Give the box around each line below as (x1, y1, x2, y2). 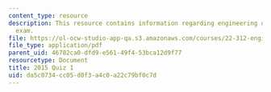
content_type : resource (8, 11, 89, 20)
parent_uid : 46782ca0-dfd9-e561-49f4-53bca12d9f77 (8, 49, 182, 57)
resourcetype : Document (8, 57, 89, 65)
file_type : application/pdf (8, 42, 103, 50)
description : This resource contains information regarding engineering (8, 19, 258, 27)
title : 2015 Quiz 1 (8, 64, 74, 72)
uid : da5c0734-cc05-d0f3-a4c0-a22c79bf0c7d (8, 71, 157, 79)
